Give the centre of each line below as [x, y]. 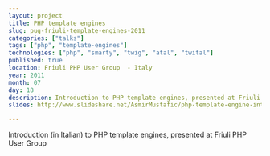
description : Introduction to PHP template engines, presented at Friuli [135, 98]
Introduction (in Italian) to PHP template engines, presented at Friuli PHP [128, 135]
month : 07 [25, 82]
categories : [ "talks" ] [46, 38]
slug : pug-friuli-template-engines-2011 [77, 30]
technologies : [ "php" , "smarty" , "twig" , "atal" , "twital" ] [111, 53]
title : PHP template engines [57, 23]
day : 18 [21, 90]
